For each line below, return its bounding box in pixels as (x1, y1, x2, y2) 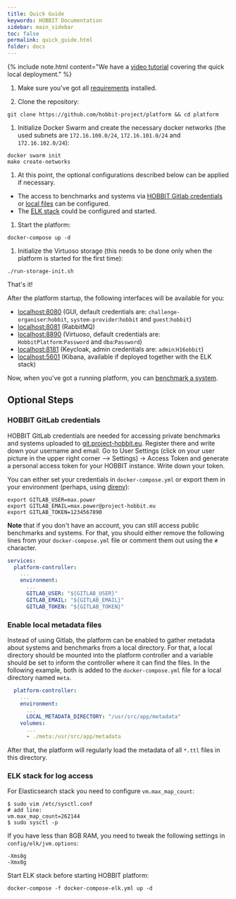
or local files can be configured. (17, 199, 111, 208)
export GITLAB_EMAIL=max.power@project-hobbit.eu (7, 502, 156, 509)
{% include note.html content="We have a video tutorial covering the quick (7, 63, 225, 71)
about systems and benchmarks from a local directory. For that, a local (7, 643, 213, 652)
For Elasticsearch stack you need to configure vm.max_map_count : (7, 787, 195, 795)
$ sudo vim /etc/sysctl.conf (7, 801, 93, 808)
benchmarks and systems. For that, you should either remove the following (7, 528, 225, 537)
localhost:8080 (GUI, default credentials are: (17, 308, 147, 316)
